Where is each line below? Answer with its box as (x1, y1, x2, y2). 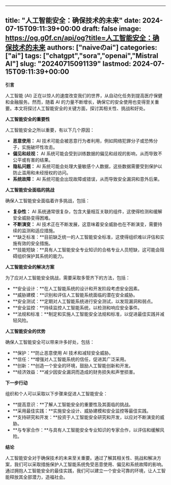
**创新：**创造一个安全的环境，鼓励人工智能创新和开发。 (12, 362, 133, 368)
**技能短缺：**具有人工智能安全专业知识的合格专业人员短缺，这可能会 (12, 247, 160, 253)
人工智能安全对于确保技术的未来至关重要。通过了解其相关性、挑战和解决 (5, 454, 157, 461)
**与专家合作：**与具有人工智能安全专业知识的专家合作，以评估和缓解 (12, 426, 160, 433)
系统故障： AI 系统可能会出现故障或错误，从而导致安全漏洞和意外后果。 (12, 176, 163, 182)
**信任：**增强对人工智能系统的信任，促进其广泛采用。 (12, 356, 129, 362)
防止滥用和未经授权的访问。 (12, 169, 71, 176)
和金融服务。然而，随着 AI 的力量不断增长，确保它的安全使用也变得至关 (5, 99, 155, 105)
